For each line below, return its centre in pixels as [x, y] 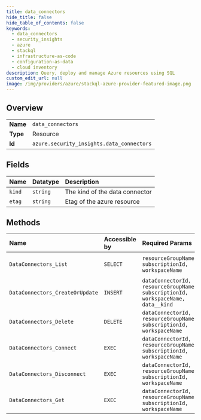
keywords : [19, 28]
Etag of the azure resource [102, 201]
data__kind [158, 305]
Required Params [167, 243]
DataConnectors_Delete [41, 322]
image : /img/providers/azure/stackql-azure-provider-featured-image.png [99, 84]
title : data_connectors [36, 12]
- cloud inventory [35, 67]
